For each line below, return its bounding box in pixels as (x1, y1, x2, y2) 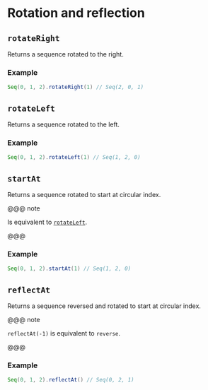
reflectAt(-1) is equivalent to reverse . (7, 329, 121, 337)
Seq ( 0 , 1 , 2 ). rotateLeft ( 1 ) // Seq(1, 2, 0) (7, 154, 141, 161)
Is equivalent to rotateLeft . (7, 218, 87, 226)
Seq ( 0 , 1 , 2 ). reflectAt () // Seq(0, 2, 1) (7, 377, 134, 384)
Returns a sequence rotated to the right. (7, 50, 124, 58)
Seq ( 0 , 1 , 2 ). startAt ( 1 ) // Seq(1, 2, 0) (7, 265, 132, 273)
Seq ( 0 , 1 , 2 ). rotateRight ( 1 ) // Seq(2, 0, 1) (7, 83, 144, 91)
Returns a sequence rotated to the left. (7, 120, 120, 129)
